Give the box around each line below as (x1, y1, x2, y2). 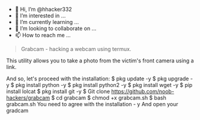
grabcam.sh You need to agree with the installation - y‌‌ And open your (6, 101, 178, 107)
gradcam (6, 107, 29, 114)
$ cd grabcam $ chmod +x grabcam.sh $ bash (50, 94, 167, 101)
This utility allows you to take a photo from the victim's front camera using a (6, 57, 194, 64)
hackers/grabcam (6, 94, 50, 101)
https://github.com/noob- (111, 88, 174, 95)
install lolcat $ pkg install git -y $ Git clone (6, 88, 110, 95)
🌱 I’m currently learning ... (14, 19, 79, 25)
